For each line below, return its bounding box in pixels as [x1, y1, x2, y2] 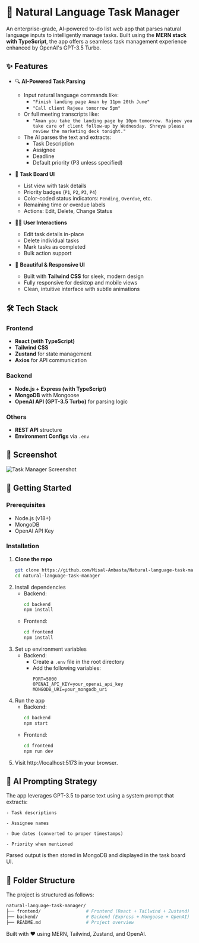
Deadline [32, 152, 55, 160]
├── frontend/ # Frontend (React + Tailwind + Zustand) [6, 908, 190, 914]
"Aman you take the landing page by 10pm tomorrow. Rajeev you [32, 118, 192, 124]
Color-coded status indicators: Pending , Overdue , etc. [23, 194, 153, 202]
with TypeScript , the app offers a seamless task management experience [6, 38, 187, 45]
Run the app [14, 697, 45, 704]
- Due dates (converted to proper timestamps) [6, 831, 124, 837]
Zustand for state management [14, 350, 92, 357]
